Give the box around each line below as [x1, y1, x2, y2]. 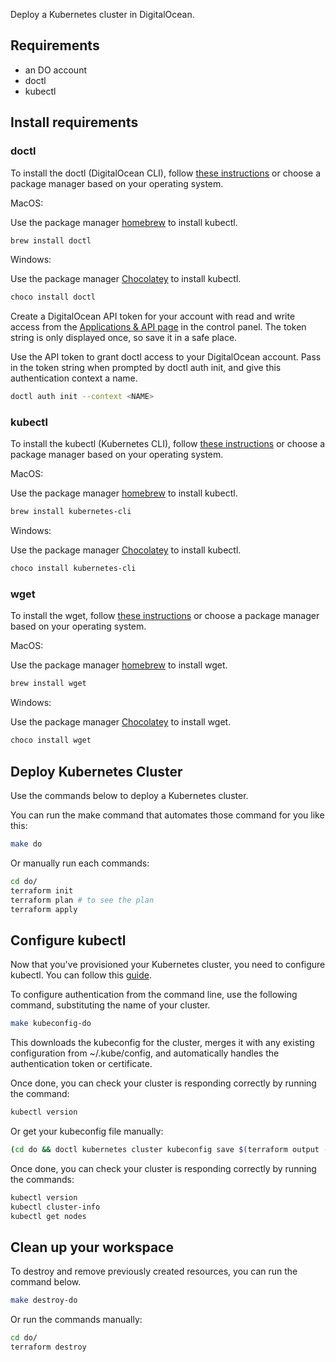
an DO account [24, 64, 87, 76]
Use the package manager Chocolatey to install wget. [10, 716, 232, 728]
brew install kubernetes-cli [10, 507, 132, 517]
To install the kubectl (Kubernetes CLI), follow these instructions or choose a [10, 438, 326, 450]
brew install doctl [10, 235, 92, 246]
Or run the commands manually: [10, 1314, 143, 1326]
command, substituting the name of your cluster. [10, 999, 211, 1011]
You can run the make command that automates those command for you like [10, 809, 325, 821]
